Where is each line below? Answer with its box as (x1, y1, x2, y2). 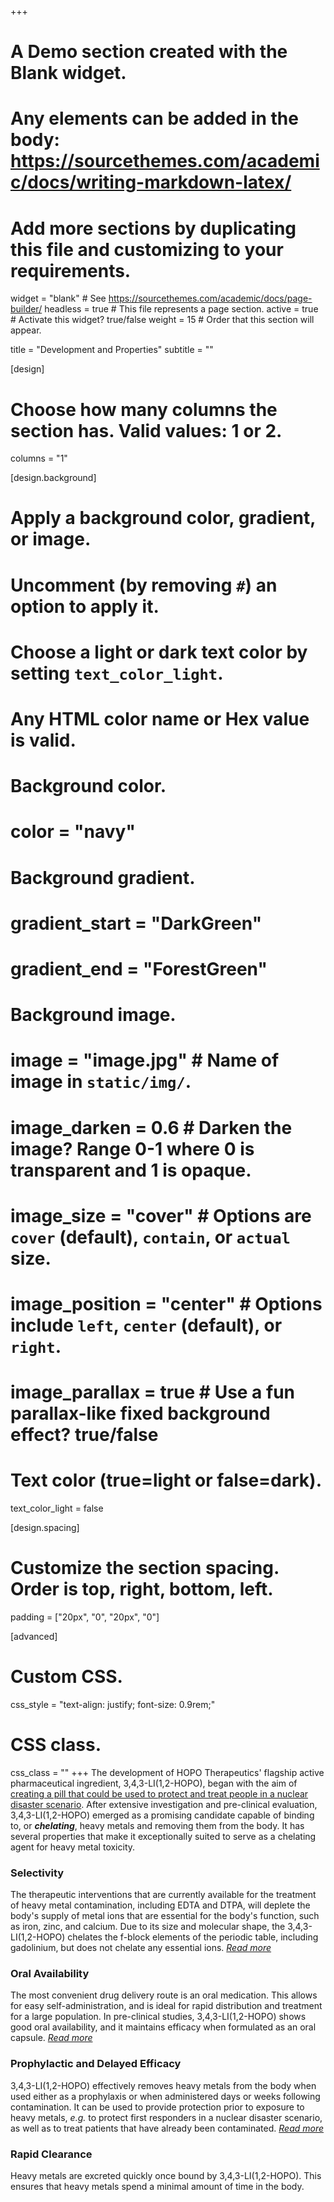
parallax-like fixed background (10, 1402, 271, 1425)
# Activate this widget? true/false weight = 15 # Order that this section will (10, 314, 315, 326)
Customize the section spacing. (10, 1557, 280, 1580)
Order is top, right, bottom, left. (10, 1578, 274, 1601)
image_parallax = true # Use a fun (10, 1381, 296, 1404)
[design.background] (10, 472, 97, 484)
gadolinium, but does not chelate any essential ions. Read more (10, 1942, 272, 1954)
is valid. (10, 729, 77, 751)
